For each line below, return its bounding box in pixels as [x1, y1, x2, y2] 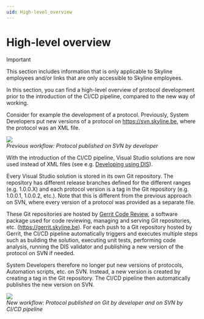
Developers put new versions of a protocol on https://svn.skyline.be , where [6, 117, 196, 125]
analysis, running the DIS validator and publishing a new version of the [6, 243, 184, 250]
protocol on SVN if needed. [6, 249, 75, 256]
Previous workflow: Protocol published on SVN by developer [6, 142, 159, 149]
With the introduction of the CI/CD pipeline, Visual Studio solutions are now [6, 154, 195, 161]
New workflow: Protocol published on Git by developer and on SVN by [6, 299, 183, 306]
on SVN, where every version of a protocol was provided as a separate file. [6, 198, 195, 206]
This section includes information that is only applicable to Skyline [6, 67, 173, 75]
